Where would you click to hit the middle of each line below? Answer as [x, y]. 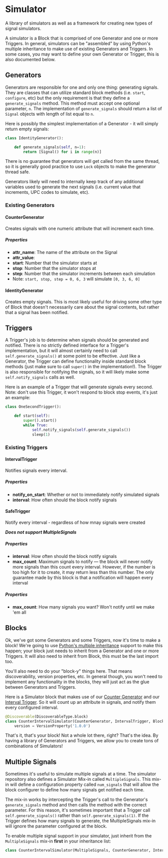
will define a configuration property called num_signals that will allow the [84, 784]
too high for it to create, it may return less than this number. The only [83, 572]
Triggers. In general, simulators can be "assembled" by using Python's [78, 43]
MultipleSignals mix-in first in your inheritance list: [58, 841]
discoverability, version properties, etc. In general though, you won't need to [84, 676]
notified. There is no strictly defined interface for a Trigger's [67, 345]
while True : [36, 425]
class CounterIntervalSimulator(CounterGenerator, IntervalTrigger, [78, 721]
